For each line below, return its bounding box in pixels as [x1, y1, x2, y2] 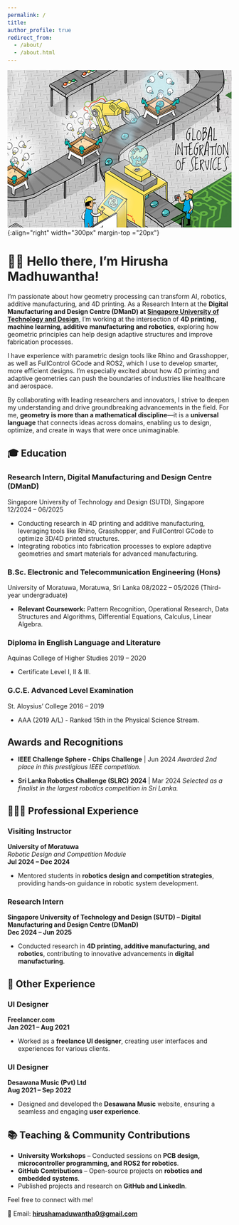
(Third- [200, 583, 222, 591]
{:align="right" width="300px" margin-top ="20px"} [7, 228, 160, 237]
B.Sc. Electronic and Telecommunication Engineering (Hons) [7, 567, 221, 577]
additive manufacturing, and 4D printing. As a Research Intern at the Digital [7, 300, 229, 308]
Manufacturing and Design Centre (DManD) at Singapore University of [7, 307, 219, 315]
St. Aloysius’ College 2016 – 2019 [7, 701, 105, 710]
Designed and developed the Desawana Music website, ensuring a [17, 1099, 216, 1109]
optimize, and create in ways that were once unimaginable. [7, 425, 180, 434]
